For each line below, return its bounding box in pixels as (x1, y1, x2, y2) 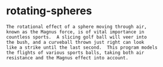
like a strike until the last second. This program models (6, 44, 158, 50)
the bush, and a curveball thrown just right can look (6, 39, 145, 45)
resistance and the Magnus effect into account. (6, 55, 129, 60)
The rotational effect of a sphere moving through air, (6, 24, 147, 30)
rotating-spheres (6, 4, 92, 18)
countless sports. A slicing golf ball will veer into (6, 34, 147, 40)
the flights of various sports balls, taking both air (6, 49, 145, 56)
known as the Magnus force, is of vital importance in (6, 28, 145, 35)
